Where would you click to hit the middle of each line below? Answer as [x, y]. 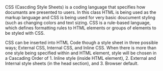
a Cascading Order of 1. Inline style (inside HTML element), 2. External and [81, 58]
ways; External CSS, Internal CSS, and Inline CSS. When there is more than [81, 48]
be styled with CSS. [25, 33]
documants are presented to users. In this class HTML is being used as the [81, 12]
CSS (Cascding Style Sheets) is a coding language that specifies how [75, 7]
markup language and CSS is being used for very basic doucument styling [80, 17]
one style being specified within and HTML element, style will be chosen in [81, 53]
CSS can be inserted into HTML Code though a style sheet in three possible [81, 43]
